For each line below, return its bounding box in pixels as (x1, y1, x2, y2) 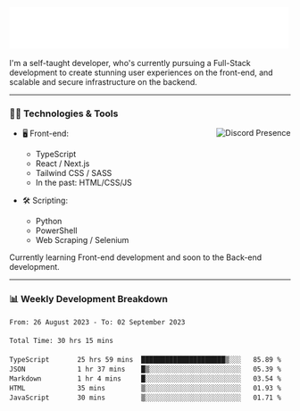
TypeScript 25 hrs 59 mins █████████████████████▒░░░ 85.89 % (9, 356, 281, 365)
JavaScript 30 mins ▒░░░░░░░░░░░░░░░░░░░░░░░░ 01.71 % (9, 393, 281, 402)
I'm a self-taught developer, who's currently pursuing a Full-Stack (9, 58, 252, 68)
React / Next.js (35, 158, 90, 169)
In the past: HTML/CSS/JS (35, 177, 132, 189)
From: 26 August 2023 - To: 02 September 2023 (9, 317, 186, 327)
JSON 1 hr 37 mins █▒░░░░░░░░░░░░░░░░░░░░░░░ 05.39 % (9, 365, 281, 373)
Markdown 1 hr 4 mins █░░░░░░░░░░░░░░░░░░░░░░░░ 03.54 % (9, 373, 281, 383)
